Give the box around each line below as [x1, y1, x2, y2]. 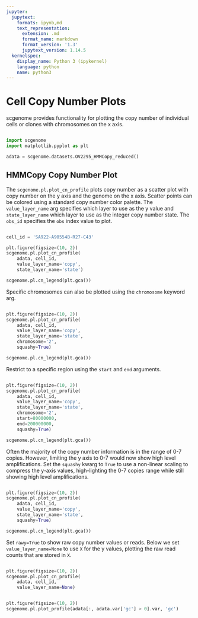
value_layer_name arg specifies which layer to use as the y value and [6, 205, 174, 212]
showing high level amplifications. [6, 473, 89, 480]
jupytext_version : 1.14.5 [21, 47, 86, 53]
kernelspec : [11, 53, 41, 59]
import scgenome [6, 138, 46, 144]
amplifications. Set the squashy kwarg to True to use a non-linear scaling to [6, 460, 189, 467]
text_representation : [17, 25, 70, 31]
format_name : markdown [21, 36, 78, 42]
